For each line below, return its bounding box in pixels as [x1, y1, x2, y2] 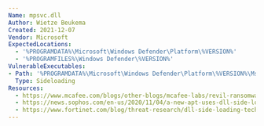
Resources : [8, 84, 44, 92]
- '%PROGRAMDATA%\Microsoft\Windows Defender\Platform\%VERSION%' [15, 48, 237, 56]
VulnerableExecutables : [8, 63, 86, 70]
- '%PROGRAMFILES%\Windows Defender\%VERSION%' [15, 56, 174, 63]
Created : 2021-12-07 [8, 26, 76, 34]
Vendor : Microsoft [8, 33, 68, 41]
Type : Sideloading [15, 77, 76, 85]
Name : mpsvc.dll [8, 11, 61, 20]
